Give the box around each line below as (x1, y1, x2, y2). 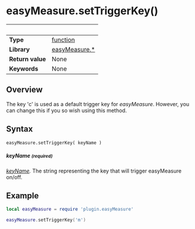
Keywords (9, 64, 39, 72)
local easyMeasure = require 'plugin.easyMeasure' (6, 206, 134, 212)
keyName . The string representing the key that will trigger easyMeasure (6, 167, 182, 174)
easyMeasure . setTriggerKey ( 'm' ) (6, 217, 86, 223)
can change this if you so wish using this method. (6, 107, 127, 114)
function (52, 36, 75, 44)
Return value (9, 55, 46, 63)
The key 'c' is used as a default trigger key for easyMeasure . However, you (6, 100, 190, 107)
